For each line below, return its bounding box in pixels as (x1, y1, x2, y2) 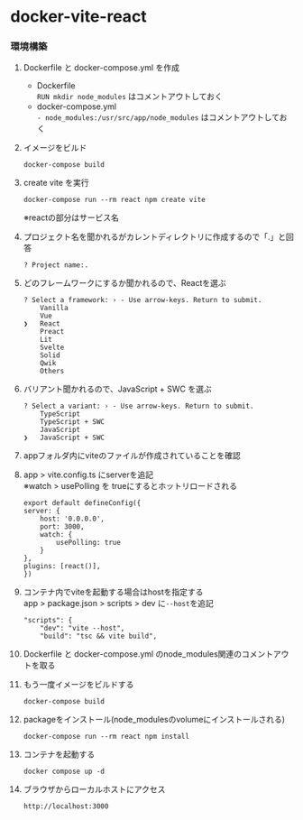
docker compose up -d (23, 767, 105, 777)
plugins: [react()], (23, 562, 101, 571)
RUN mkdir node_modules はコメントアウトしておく (36, 91, 224, 102)
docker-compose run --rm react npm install (23, 732, 190, 742)
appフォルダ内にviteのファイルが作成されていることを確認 (23, 450, 242, 461)
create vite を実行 (23, 178, 89, 189)
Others (40, 367, 65, 376)
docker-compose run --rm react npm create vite (23, 196, 206, 205)
